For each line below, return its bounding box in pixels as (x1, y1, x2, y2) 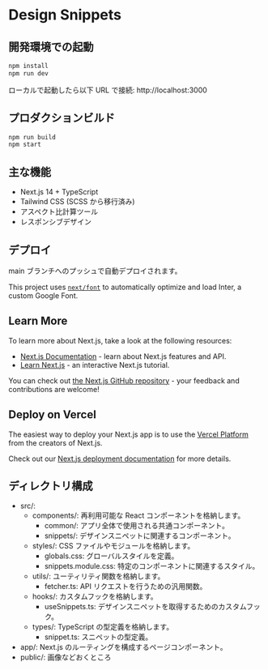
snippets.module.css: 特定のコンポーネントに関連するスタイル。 (44, 561, 260, 571)
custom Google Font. (8, 290, 79, 301)
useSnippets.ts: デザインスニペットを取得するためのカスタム (44, 602, 247, 612)
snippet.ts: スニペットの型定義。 (44, 632, 153, 642)
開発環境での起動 (8, 40, 94, 53)
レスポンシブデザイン (19, 217, 91, 227)
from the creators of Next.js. (8, 437, 103, 447)
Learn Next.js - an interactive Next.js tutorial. (19, 360, 170, 369)
